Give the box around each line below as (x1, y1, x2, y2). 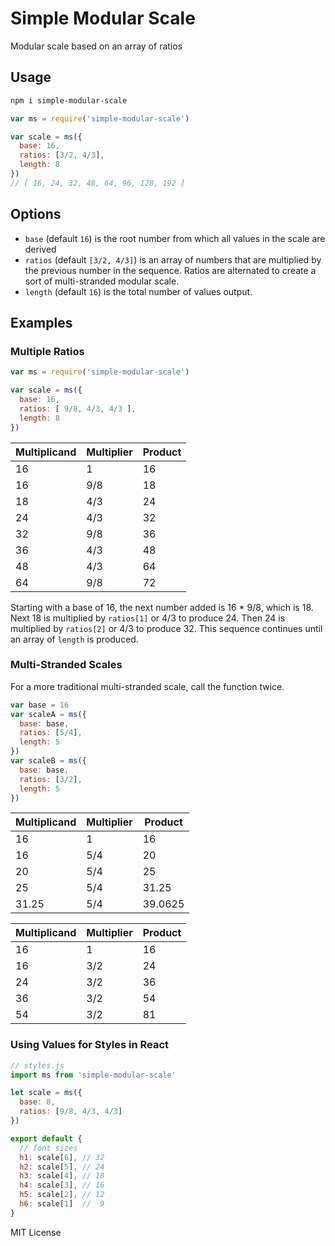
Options (10, 206, 62, 223)
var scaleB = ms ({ (10, 756, 87, 766)
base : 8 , (19, 1097, 56, 1107)
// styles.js (10, 1060, 65, 1071)
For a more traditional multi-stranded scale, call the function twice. (10, 680, 285, 692)
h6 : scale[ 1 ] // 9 (19, 1199, 105, 1209)
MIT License (10, 1226, 62, 1238)
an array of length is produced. (10, 633, 139, 645)
